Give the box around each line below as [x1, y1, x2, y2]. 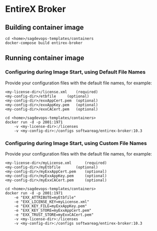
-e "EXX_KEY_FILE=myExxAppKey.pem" [14, 203, 87, 208]
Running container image [5, 54, 84, 62]
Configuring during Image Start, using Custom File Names [5, 140, 147, 147]
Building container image [5, 23, 84, 32]
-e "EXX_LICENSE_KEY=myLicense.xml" [14, 199, 90, 204]
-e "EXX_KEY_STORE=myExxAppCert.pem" [14, 208, 92, 213]
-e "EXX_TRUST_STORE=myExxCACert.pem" [14, 212, 94, 217]
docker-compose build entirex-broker [5, 40, 83, 45]
